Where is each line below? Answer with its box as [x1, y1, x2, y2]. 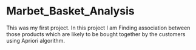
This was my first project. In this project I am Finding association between [6, 24, 191, 31]
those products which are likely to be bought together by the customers [6, 30, 186, 37]
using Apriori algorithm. [6, 37, 66, 44]
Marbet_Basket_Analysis [6, 4, 135, 18]
